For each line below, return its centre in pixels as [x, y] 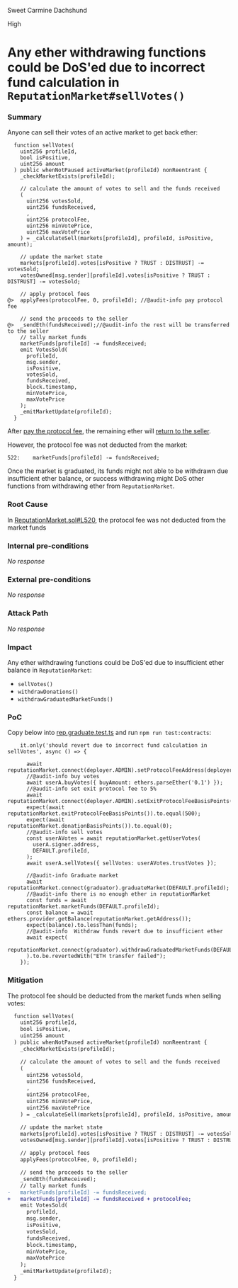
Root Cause [28, 504]
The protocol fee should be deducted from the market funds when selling [114, 996]
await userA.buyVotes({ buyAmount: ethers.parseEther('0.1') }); [124, 783]
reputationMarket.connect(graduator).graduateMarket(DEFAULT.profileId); [119, 888]
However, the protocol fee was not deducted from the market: [97, 445]
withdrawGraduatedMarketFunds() [65, 699]
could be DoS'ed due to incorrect [106, 68]
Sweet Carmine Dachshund [47, 10]
